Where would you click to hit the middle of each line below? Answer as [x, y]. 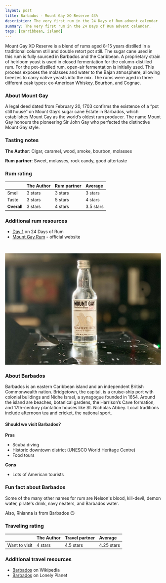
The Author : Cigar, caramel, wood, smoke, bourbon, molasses [69, 151]
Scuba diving [26, 445]
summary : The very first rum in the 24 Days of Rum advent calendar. [78, 26]
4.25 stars [109, 545]
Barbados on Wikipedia [36, 570]
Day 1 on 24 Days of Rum [38, 232]
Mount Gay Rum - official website [46, 237]
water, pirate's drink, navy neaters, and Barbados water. [62, 503]
